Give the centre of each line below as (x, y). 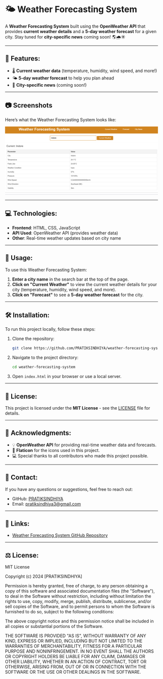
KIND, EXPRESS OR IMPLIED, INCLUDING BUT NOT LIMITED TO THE (74, 641)
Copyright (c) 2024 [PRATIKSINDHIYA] (44, 576)
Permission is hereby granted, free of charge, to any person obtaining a (76, 586)
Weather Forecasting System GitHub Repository (60, 535)
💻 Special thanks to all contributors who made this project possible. (80, 455)
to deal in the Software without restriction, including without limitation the (78, 596)
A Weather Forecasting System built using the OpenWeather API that (75, 26)
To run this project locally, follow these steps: (50, 329)
